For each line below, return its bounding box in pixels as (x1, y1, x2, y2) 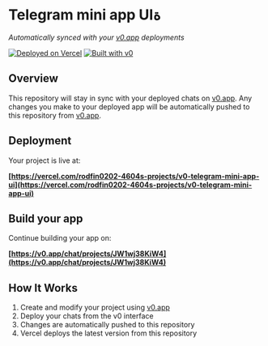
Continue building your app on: (8, 233, 112, 243)
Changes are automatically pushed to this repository (19, 320, 195, 330)
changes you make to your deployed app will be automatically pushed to (8, 101, 250, 111)
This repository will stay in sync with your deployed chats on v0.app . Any (8, 93, 253, 103)
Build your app (8, 211, 83, 225)
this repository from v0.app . (8, 110, 101, 120)
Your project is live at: (8, 156, 81, 165)
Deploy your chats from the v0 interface (19, 311, 154, 321)
